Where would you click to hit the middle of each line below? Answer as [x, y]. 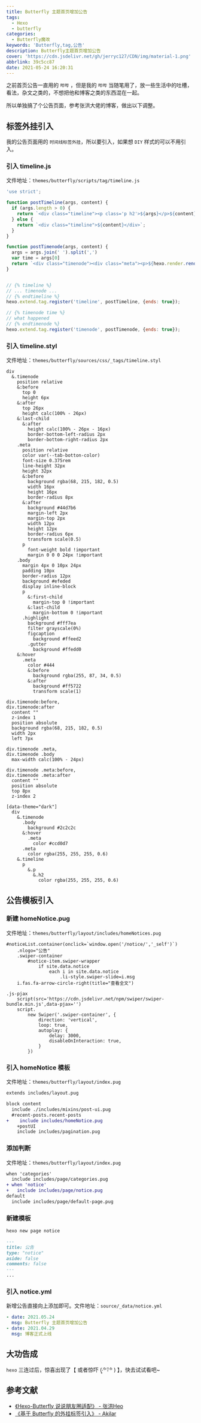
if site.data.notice [64, 966]
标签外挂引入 [30, 126]
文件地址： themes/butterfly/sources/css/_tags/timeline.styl [84, 360]
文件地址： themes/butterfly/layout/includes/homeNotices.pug [84, 933]
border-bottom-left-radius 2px [67, 435]
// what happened [28, 318]
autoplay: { [53, 1030]
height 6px [36, 398]
